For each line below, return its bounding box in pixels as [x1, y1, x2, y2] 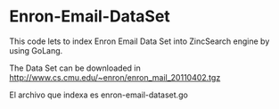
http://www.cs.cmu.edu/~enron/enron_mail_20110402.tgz [9, 71, 221, 82]
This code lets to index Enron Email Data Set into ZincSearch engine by [9, 36, 270, 46]
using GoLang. [9, 45, 63, 55]
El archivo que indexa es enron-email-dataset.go [9, 89, 189, 100]
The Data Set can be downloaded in [9, 63, 141, 73]
